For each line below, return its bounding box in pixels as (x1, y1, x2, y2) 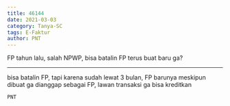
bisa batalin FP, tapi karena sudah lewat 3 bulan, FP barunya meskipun (7, 73, 207, 82)
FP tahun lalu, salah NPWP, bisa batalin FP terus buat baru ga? (7, 54, 183, 62)
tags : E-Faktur (7, 29, 51, 36)
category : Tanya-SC (7, 22, 63, 29)
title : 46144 (7, 10, 44, 17)
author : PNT (7, 35, 41, 42)
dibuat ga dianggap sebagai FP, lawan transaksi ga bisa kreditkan (7, 81, 192, 89)
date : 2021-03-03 (7, 16, 57, 23)
